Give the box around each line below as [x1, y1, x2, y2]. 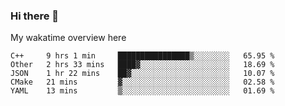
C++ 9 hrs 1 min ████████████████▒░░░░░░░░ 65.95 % [10, 51, 275, 61]
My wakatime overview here [10, 32, 127, 44]
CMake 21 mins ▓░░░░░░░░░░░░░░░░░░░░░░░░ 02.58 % [10, 77, 275, 88]
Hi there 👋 [10, 9, 60, 23]
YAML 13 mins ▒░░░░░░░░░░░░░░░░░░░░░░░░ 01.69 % [10, 86, 275, 96]
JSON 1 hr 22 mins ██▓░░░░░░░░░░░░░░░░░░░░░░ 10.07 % [10, 69, 275, 79]
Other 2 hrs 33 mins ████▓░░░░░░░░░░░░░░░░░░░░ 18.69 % [10, 60, 275, 70]
